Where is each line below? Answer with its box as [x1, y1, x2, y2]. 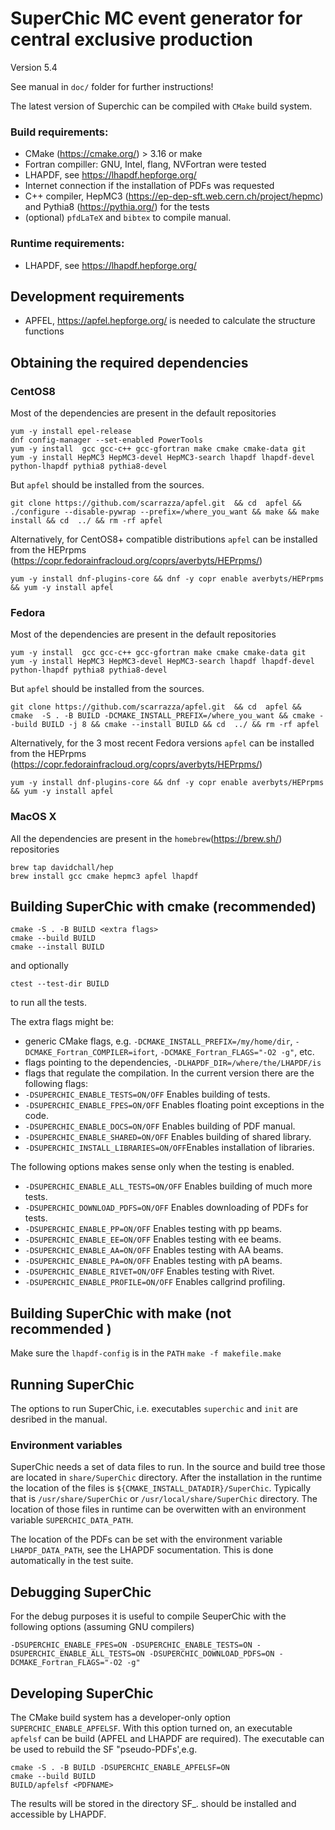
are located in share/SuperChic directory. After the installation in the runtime [10, 1472, 323, 1484]
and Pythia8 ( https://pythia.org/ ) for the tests [24, 201, 210, 213]
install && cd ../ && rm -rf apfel [10, 516, 163, 526]
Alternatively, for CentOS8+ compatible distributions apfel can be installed [10, 533, 318, 546]
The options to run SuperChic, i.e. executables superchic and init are [10, 1403, 298, 1415]
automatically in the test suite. [10, 1555, 134, 1567]
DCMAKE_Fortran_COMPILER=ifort [24, 1048, 156, 1058]
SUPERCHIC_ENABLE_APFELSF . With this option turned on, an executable [10, 1722, 293, 1734]
